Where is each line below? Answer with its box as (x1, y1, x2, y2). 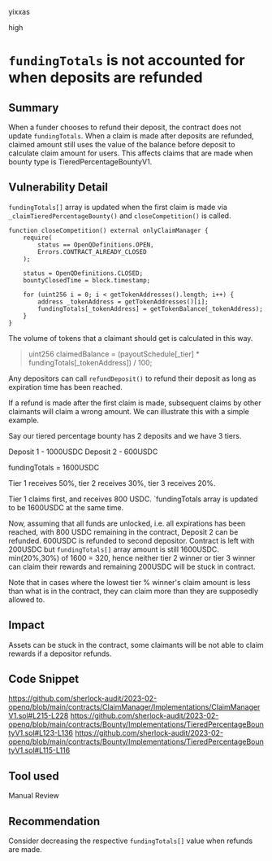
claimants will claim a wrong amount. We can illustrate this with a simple (8, 406, 249, 416)
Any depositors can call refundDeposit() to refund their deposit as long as (8, 374, 257, 383)
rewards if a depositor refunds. (8, 649, 112, 658)
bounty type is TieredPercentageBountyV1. (8, 157, 153, 166)
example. (8, 415, 39, 425)
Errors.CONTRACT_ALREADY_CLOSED (37, 247, 148, 256)
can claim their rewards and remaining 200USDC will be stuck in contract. (8, 562, 256, 571)
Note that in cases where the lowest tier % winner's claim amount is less (8, 577, 251, 587)
